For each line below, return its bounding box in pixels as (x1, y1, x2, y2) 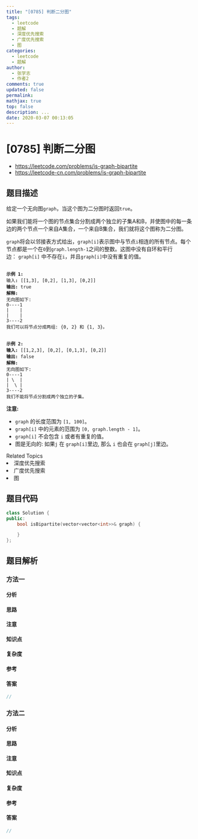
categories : (6, 48, 36, 54)
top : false (6, 103, 34, 110)
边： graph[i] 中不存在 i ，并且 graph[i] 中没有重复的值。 (6, 253, 145, 260)
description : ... (6, 109, 50, 115)
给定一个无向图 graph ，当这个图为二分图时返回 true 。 (6, 205, 136, 212)
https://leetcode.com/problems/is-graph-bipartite (14, 163, 138, 170)
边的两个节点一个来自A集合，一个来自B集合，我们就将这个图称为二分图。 (6, 225, 187, 232)
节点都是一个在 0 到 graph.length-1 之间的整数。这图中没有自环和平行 (6, 245, 173, 252)
